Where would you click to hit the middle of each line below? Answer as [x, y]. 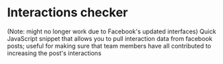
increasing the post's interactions [54, 53]
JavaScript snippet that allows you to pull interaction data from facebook [110, 38]
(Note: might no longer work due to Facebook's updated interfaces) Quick [111, 31]
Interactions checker [68, 13]
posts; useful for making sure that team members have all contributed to [109, 46]
